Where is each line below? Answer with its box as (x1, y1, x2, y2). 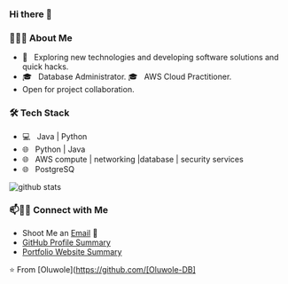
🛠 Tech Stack (9, 106, 70, 119)
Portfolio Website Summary (21, 246, 122, 256)
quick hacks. (21, 61, 69, 72)
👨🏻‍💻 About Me (9, 31, 73, 43)
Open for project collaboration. (21, 84, 135, 95)
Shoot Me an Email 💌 (21, 227, 98, 238)
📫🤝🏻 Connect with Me (9, 204, 109, 217)
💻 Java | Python (21, 130, 88, 141)
